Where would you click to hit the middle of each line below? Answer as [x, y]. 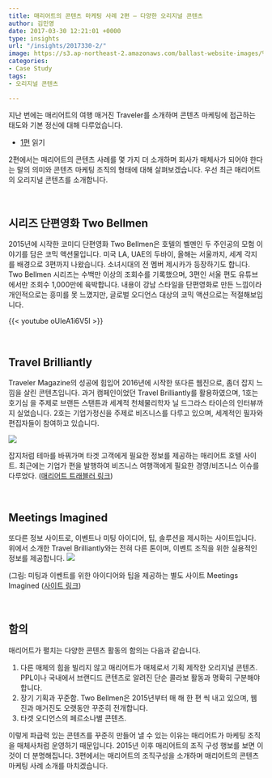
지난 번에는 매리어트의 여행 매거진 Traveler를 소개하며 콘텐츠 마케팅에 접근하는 [132, 115]
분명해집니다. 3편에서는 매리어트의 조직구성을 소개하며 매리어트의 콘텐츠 [145, 755]
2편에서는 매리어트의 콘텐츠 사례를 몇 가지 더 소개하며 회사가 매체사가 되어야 [128, 159]
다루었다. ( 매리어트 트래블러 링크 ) [61, 476]
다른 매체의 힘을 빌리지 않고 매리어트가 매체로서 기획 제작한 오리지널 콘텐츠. [139, 667]
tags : [17, 76]
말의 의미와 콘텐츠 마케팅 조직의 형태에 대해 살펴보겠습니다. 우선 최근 [125, 169]
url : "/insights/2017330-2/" [57, 46]
